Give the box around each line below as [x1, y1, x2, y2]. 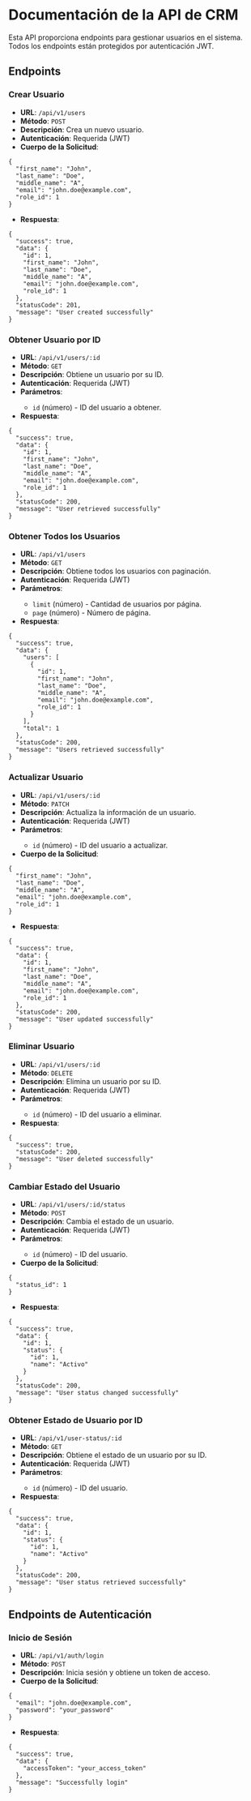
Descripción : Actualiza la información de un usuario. [19, 807, 197, 817]
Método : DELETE [19, 1068, 74, 1078]
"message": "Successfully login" [15, 1778, 129, 1787]
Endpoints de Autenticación [8, 1607, 152, 1621]
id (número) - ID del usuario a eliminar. [32, 1109, 162, 1119]
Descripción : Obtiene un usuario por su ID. [19, 369, 164, 379]
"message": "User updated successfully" [15, 1015, 154, 1023]
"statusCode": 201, [15, 301, 82, 309]
